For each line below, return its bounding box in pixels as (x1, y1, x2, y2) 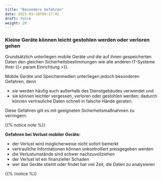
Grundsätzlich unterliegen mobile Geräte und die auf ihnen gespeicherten (5, 54, 152, 60)
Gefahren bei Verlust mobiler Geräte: (5, 131, 81, 137)
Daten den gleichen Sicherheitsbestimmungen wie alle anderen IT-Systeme (5, 59, 155, 64)
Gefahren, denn (5, 78, 36, 84)
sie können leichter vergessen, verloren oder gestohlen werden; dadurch (12, 93, 158, 99)
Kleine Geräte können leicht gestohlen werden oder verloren (5, 37, 150, 44)
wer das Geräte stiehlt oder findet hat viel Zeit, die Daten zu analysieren (12, 161, 155, 167)
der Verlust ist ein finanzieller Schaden (12, 156, 89, 162)
